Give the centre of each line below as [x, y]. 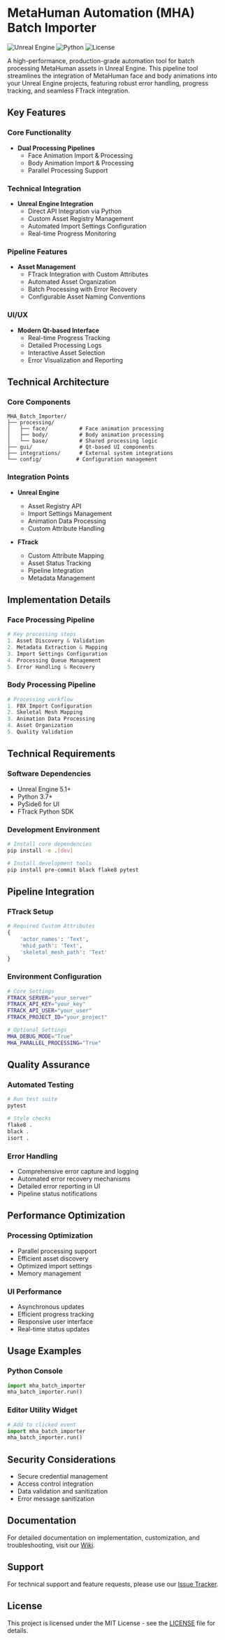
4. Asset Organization [40, 726]
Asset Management [46, 267]
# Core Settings [31, 991]
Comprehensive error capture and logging [78, 1171]
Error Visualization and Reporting [75, 360]
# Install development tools [50, 863]
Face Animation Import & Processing [80, 155]
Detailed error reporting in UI [59, 1186]
